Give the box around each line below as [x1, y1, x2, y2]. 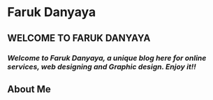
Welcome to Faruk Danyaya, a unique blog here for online [7, 53, 207, 63]
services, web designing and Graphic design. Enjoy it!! [7, 62, 197, 71]
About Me [7, 83, 51, 95]
